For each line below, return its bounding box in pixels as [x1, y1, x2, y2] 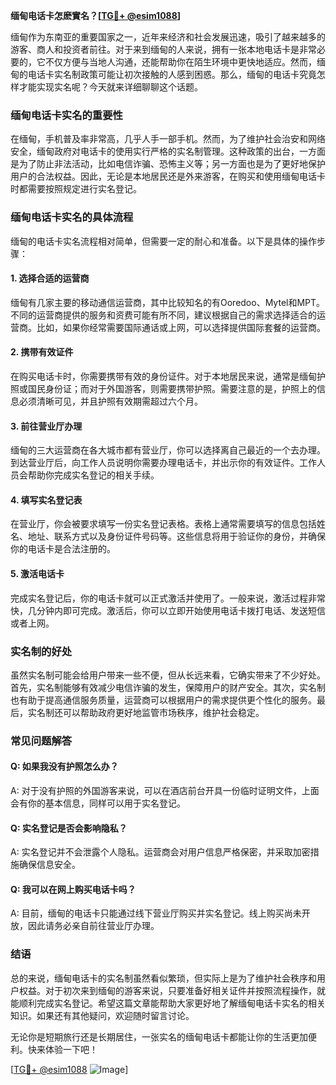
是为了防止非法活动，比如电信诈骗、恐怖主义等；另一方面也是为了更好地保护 [10, 158, 326, 170]
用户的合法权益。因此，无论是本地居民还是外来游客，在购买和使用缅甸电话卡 [10, 170, 326, 183]
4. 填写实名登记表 [10, 494, 83, 506]
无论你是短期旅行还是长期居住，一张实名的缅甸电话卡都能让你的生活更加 [10, 1030, 308, 1043]
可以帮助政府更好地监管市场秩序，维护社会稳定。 [62, 706, 265, 718]
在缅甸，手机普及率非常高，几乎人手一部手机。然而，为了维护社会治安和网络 [10, 133, 326, 145]
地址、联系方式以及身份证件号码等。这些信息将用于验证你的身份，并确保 [27, 530, 326, 543]
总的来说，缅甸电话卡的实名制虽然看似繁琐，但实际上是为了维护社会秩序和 [10, 972, 317, 984]
